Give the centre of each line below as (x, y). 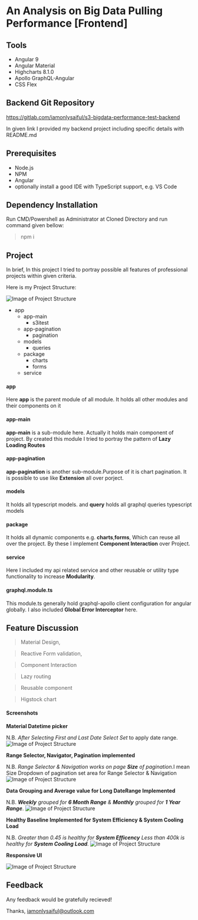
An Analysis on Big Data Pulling (85, 11)
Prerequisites (31, 154)
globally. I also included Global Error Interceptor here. (72, 610)
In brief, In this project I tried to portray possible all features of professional (97, 270)
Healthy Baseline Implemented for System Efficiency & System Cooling (95, 820)
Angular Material (35, 66)
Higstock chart (39, 699)
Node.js (24, 168)
